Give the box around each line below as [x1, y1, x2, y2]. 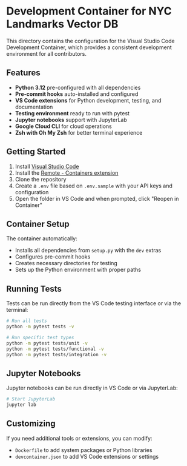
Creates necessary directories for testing [15, 260, 118, 267]
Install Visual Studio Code [15, 163, 79, 170]
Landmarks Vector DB [6, 17, 119, 31]
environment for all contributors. [6, 50, 87, 57]
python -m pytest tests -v [6, 323, 74, 330]
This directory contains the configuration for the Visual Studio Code [6, 37, 175, 44]
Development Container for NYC [6, 4, 172, 18]
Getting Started [6, 147, 66, 157]
